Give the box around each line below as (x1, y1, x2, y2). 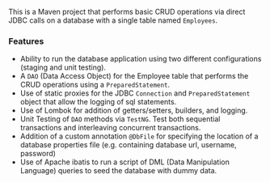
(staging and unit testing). (19, 62, 107, 72)
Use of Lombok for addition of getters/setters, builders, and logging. (19, 105, 248, 116)
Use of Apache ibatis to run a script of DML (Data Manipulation (19, 157, 230, 167)
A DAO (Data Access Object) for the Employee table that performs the (19, 71, 249, 81)
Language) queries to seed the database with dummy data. (19, 166, 217, 176)
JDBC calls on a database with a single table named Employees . (8, 15, 218, 25)
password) (19, 149, 57, 159)
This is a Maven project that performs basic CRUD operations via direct (8, 7, 246, 16)
